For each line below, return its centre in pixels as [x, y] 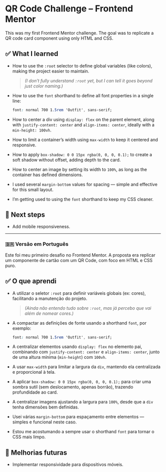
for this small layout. [33, 190]
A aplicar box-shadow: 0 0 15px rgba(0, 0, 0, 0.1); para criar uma [82, 382]
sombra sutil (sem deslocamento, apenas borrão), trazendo [73, 387]
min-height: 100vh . [32, 130]
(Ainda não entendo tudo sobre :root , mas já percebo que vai [88, 308]
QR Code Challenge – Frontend [69, 9]
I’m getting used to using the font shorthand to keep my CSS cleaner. [83, 199]
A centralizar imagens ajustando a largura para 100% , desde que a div [83, 402]
